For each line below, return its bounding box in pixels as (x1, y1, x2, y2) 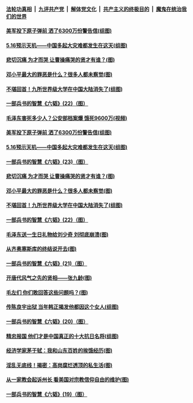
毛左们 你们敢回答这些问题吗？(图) (6, 288, 88, 296)
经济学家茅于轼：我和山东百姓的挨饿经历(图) (6, 347, 113, 354)
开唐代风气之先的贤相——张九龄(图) (6, 274, 92, 281)
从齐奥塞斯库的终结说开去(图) (6, 246, 77, 253)
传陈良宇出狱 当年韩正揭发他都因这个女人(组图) (6, 303, 119, 311)
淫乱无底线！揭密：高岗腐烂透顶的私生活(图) (6, 361, 113, 368)
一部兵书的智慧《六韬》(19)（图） (6, 391, 88, 398)
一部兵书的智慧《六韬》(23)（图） (6, 158, 89, 165)
